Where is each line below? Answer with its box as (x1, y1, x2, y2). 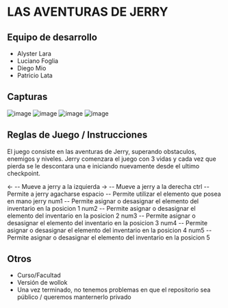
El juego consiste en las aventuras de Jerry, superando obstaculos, (7, 147, 197, 155)
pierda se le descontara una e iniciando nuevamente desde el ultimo (7, 162, 200, 170)
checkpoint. (7, 169, 41, 177)
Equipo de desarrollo (7, 31, 98, 43)
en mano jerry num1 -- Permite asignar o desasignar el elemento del (7, 196, 199, 205)
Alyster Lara (16, 49, 51, 57)
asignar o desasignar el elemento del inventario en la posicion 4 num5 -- (7, 226, 212, 234)
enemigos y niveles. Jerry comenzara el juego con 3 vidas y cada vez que (7, 155, 217, 163)
